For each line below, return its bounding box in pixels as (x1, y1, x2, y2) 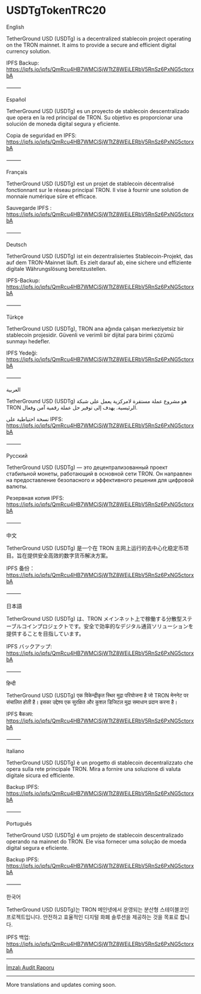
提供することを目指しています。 (6, 630, 85, 637)
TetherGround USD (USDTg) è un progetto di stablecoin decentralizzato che (6, 759, 193, 766)
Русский (6, 452, 28, 459)
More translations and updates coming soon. (6, 981, 117, 988)
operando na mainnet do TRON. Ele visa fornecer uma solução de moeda (6, 838, 187, 845)
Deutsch (6, 240, 27, 248)
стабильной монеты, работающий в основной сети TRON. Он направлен (6, 470, 193, 477)
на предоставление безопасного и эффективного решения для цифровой (6, 476, 194, 483)
